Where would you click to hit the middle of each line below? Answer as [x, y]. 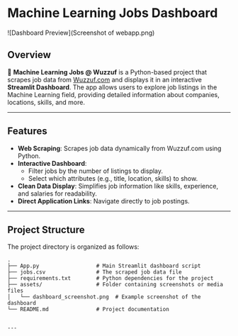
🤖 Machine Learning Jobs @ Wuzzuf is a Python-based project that [107, 72]
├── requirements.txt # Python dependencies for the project [110, 279]
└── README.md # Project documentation [89, 310]
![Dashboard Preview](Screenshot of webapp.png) [81, 33]
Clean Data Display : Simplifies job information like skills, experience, [118, 186]
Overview [29, 55]
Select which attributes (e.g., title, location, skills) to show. [113, 178]
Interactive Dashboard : [52, 163]
